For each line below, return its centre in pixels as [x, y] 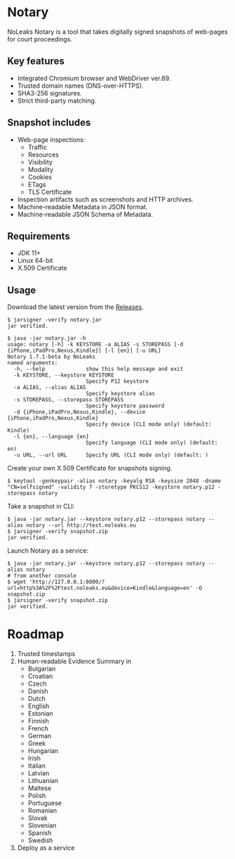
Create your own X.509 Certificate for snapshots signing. [90, 468]
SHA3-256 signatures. [49, 93]
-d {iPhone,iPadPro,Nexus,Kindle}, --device [80, 412]
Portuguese [45, 803]
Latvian [39, 773]
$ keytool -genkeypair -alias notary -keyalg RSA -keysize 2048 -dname [114, 481]
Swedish [40, 841]
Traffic [38, 147]
